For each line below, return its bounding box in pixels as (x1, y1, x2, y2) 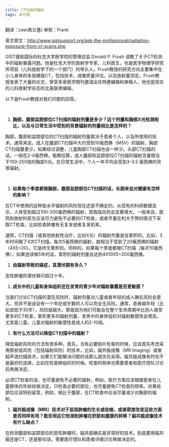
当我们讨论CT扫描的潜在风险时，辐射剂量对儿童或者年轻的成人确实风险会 (5, 294, 157, 300)
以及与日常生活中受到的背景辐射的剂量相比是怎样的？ (21, 122, 132, 129)
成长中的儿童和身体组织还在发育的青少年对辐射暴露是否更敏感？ (12, 283, 145, 289)
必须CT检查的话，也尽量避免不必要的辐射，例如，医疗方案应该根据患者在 (5, 377, 157, 383)
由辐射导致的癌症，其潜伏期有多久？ (12, 262, 88, 268)
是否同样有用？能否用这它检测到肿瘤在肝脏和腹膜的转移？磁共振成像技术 (12, 413, 162, 419)
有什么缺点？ (12, 419, 39, 425)
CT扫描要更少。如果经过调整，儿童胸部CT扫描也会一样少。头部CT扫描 (5, 146, 151, 152)
